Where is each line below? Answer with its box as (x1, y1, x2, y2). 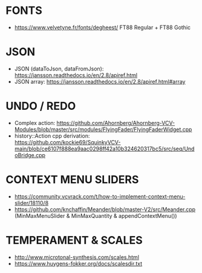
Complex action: (14, 119, 56, 126)
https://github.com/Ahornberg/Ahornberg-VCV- (56, 119, 175, 126)
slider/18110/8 (14, 199, 49, 206)
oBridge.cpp (14, 151, 46, 158)
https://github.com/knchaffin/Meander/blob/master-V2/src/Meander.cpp (14, 206, 196, 213)
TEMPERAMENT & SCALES (5, 233, 143, 247)
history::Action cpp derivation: (14, 132, 90, 140)
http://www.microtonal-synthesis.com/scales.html (14, 253, 140, 261)
